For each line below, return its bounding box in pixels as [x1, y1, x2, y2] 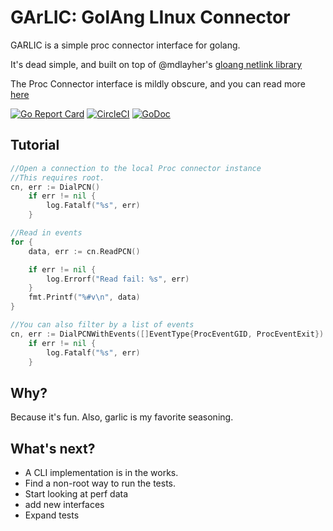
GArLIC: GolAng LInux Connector [10, 6, 291, 29]
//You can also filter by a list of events [10, 320, 195, 330]
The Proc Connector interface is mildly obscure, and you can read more [10, 77, 306, 90]
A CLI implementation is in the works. [24, 467, 179, 478]
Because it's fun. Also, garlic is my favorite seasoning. [10, 411, 234, 423]
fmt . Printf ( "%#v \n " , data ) [28, 292, 141, 303]
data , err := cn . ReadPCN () [28, 246, 141, 256]
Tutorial [10, 137, 60, 154]
